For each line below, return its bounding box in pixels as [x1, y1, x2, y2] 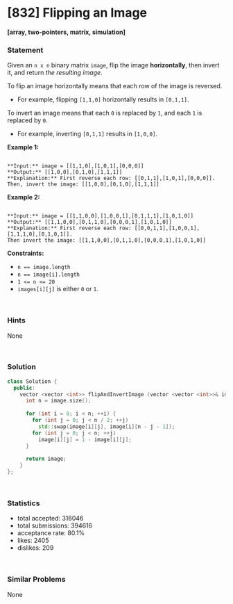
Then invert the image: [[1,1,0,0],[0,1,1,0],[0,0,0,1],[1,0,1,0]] [7, 237, 207, 244]
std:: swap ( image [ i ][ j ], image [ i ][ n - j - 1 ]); [37, 423, 175, 430]
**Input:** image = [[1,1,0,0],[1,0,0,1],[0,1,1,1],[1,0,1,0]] [7, 213, 194, 220]
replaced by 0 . [7, 116, 49, 124]
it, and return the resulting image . [7, 68, 103, 77]
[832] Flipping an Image [7, 5, 148, 21]
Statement [7, 45, 44, 55]
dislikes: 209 [17, 544, 54, 552]
